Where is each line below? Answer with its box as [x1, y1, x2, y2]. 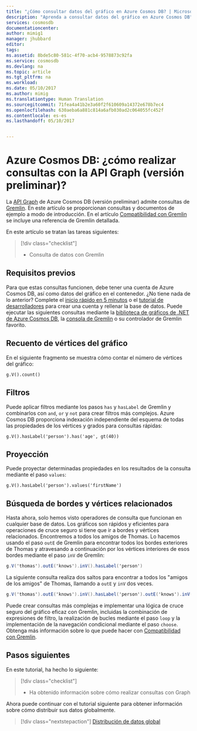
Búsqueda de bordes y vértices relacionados [6, 499, 173, 509]
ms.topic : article [6, 69, 51, 75]
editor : [6, 42, 25, 48]
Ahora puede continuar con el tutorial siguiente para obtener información [6, 700, 183, 707]
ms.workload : [6, 80, 38, 86]
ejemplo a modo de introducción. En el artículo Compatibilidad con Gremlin [6, 211, 187, 218]
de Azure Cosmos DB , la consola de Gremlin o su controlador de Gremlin [6, 315, 182, 322]
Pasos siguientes [6, 650, 70, 660]
